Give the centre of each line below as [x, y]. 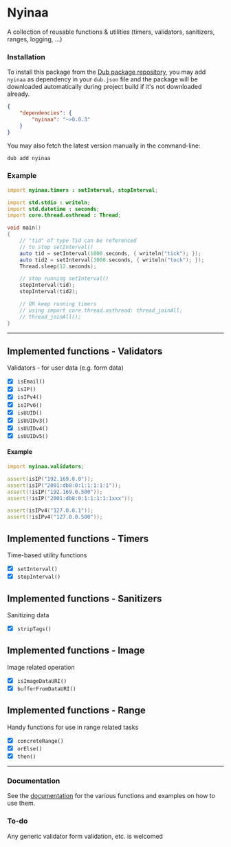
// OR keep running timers [58, 304]
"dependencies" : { [46, 113]
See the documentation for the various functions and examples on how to [111, 796]
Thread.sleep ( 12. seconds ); [58, 266]
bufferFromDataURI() [46, 689]
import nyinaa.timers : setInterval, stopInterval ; [82, 190]
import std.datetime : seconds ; [53, 209]
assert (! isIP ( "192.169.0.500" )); [55, 492]
